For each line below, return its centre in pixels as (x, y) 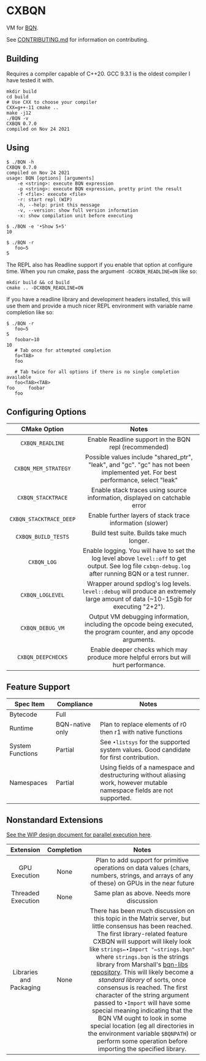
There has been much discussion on (142, 911)
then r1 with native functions (141, 732)
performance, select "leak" (139, 480)
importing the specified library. (142, 1049)
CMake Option (43, 429)
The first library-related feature (143, 934)
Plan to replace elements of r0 (143, 725)
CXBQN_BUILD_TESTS (42, 537)
